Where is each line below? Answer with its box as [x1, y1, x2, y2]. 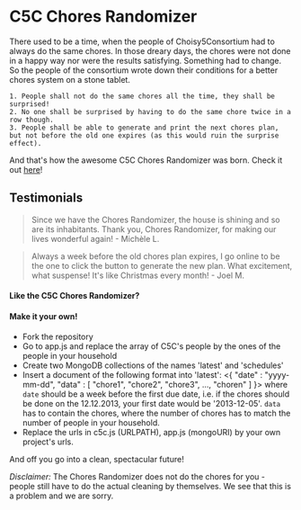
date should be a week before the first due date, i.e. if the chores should [22, 389, 290, 399]
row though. [9, 115, 54, 124]
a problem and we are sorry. [9, 490, 114, 501]
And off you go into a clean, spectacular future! [9, 453, 184, 464]
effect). [9, 139, 42, 148]
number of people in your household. [22, 416, 160, 428]
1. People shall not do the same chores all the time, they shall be [9, 92, 276, 101]
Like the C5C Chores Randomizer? [9, 291, 140, 301]
